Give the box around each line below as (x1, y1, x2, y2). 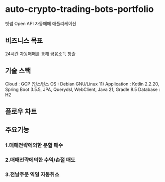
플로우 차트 (5, 107, 37, 115)
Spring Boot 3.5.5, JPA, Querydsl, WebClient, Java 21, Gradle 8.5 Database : (5, 86, 161, 92)
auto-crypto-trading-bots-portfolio (5, 3, 154, 15)
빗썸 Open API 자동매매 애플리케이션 (5, 20, 77, 26)
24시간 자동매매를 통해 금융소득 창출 (5, 51, 76, 57)
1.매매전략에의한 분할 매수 (5, 142, 63, 149)
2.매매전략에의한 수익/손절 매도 (5, 157, 76, 164)
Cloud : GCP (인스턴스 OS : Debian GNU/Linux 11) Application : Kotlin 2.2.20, (5, 81, 160, 87)
